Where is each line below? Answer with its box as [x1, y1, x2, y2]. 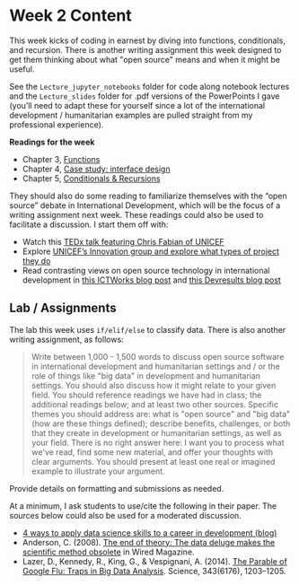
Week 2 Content [9, 5, 132, 26]
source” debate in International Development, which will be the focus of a [9, 199, 281, 211]
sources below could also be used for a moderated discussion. [9, 510, 242, 520]
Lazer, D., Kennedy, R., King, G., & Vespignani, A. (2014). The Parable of [22, 555, 287, 566]
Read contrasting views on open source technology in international [22, 265, 270, 275]
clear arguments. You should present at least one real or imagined [31, 456, 276, 467]
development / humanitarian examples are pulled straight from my [9, 109, 253, 120]
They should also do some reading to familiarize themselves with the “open [9, 190, 287, 201]
